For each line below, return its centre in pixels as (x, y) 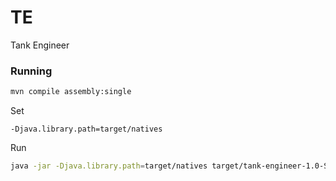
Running (31, 71)
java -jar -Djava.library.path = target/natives (109, 166)
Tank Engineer (40, 45)
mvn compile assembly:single (71, 92)
